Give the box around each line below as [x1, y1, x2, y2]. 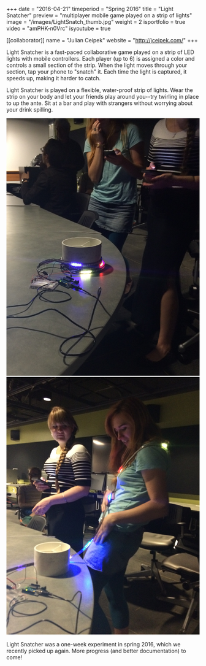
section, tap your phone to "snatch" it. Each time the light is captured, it [6, 68, 187, 75]
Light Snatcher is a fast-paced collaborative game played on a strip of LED [6, 48, 194, 56]
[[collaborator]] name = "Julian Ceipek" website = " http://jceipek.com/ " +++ [6, 37, 198, 44]
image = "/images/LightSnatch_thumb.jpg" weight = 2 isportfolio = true [6, 18, 186, 25]
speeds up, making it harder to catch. [6, 75, 101, 82]
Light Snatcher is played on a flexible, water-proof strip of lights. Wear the [6, 86, 193, 94]
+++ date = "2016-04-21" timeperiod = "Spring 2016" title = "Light [6, 6, 174, 12]
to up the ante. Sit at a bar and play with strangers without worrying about [6, 99, 193, 107]
